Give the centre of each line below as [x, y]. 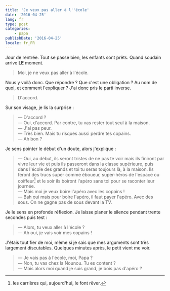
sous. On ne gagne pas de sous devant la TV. [65, 202]
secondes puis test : [26, 217]
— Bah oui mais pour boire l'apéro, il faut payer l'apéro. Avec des [85, 197]
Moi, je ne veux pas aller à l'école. [53, 72]
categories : [18, 29]
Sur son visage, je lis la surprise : [40, 107]
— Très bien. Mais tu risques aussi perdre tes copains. [74, 133]
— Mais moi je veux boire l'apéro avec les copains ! [71, 192]
